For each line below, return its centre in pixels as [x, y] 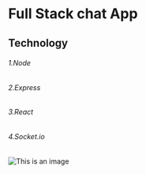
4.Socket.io [26, 136]
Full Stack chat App [73, 14]
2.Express [24, 87]
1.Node [20, 63]
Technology [38, 43]
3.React [21, 112]
